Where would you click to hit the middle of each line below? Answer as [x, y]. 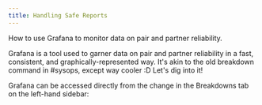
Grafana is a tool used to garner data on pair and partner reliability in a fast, [131, 53]
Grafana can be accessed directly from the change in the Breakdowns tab [129, 85]
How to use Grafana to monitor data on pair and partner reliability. [116, 38]
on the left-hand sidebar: [49, 94]
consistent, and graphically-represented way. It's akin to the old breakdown [131, 62]
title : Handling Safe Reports [58, 15]
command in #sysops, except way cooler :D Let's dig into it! [106, 70]
